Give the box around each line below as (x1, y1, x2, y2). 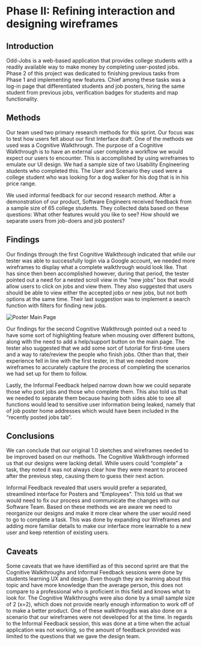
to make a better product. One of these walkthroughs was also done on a (6, 607, 188, 615)
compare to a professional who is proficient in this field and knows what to (6, 588, 191, 595)
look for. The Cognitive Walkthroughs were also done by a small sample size (6, 594, 195, 601)
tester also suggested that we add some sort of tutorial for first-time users (6, 344, 191, 352)
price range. (6, 179, 37, 187)
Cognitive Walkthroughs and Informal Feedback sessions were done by (6, 569, 183, 576)
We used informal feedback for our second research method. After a (6, 191, 176, 199)
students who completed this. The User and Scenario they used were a (6, 167, 182, 174)
